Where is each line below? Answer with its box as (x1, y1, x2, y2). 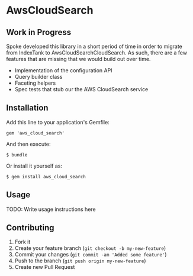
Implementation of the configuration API (14, 67, 112, 74)
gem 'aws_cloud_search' (6, 130, 65, 136)
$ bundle (6, 152, 28, 158)
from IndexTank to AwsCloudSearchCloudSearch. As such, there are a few (6, 49, 188, 56)
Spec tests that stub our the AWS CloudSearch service (14, 86, 149, 92)
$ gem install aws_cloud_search (6, 174, 86, 179)
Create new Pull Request (14, 264, 75, 271)
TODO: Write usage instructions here (6, 206, 96, 213)
